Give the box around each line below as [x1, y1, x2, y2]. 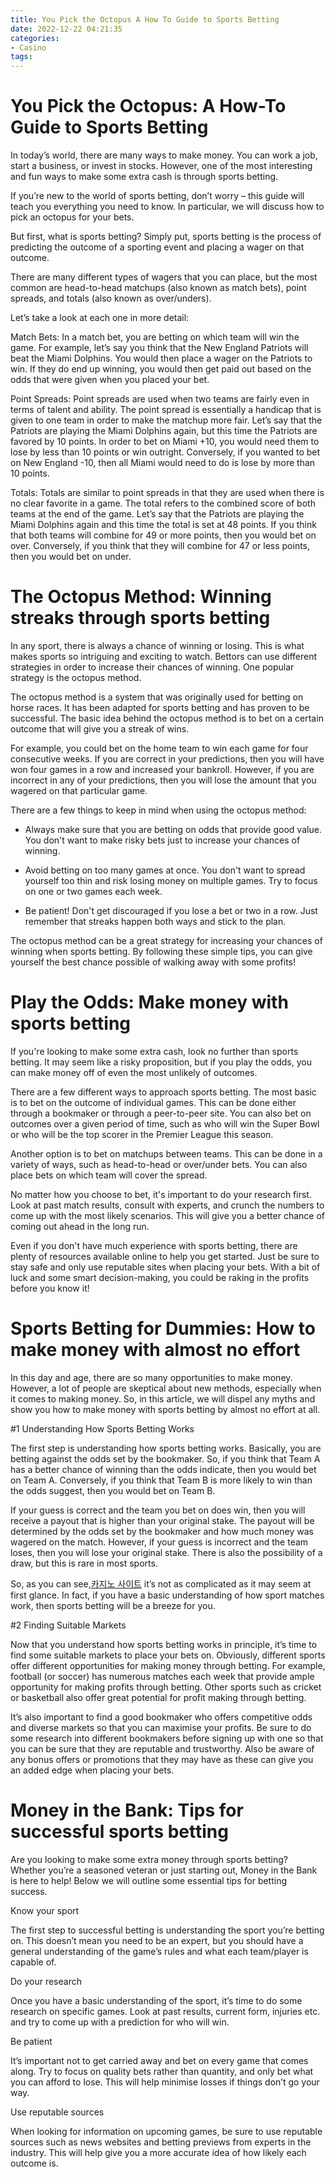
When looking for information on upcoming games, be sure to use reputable [10, 2125, 323, 2137]
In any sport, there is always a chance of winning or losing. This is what [10, 640, 305, 651]
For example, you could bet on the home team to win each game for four [10, 742, 309, 754]
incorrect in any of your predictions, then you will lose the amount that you [10, 774, 317, 786]
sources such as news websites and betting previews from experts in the [10, 2136, 312, 2148]
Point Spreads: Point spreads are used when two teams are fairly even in [10, 393, 310, 405]
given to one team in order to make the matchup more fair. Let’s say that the [10, 414, 323, 426]
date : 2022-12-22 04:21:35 [10, 24, 123, 34]
